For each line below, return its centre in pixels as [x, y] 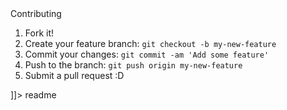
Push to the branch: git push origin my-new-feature [133, 65]
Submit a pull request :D [74, 75]
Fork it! [39, 33]
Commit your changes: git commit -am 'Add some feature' [147, 54]
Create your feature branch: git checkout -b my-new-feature [150, 43]
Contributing [36, 13]
